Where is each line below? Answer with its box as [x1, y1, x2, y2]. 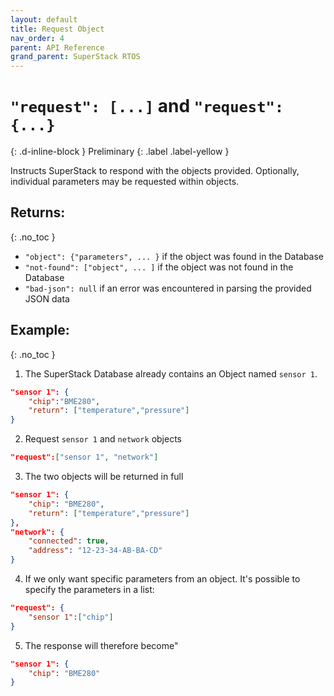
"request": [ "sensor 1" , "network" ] [10, 452, 159, 463]
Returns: [10, 204, 66, 221]
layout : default [10, 14, 78, 25]
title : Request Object [10, 24, 105, 34]
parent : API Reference [10, 42, 105, 53]
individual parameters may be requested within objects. [10, 176, 240, 188]
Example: [10, 322, 70, 339]
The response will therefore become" [24, 639, 179, 651]
